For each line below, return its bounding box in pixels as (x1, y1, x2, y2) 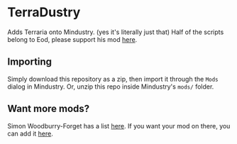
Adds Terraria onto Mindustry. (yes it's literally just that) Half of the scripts (7, 28, 224, 36)
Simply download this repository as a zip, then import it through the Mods (7, 74, 219, 83)
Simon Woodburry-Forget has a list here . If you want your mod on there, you (7, 121, 231, 130)
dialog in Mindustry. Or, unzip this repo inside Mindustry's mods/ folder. (7, 82, 214, 91)
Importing (7, 56, 52, 68)
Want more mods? (7, 103, 90, 115)
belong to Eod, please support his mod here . (7, 35, 138, 43)
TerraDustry (7, 4, 81, 21)
